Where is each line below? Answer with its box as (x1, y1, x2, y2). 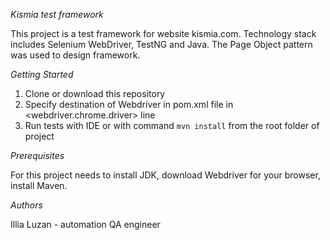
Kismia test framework (10, 9, 104, 20)
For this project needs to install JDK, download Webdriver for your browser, (10, 169, 321, 181)
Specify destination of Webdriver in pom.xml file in (24, 99, 234, 110)
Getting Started (10, 69, 74, 80)
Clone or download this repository (24, 88, 166, 99)
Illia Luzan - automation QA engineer (10, 219, 161, 230)
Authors (10, 199, 43, 211)
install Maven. (10, 180, 68, 191)
